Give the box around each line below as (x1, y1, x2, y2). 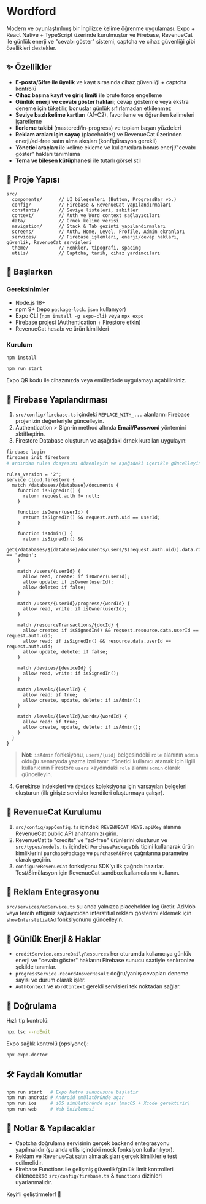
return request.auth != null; (22, 493, 100, 499)
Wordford (6, 4, 56, 18)
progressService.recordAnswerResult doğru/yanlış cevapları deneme (15, 970, 189, 977)
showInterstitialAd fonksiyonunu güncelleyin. (6, 916, 124, 923)
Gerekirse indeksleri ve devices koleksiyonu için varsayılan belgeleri (15, 782, 187, 790)
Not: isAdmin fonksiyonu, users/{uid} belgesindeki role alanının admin (21, 751, 199, 758)
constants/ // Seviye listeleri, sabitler (12, 207, 139, 213)
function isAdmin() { (17, 530, 72, 537)
